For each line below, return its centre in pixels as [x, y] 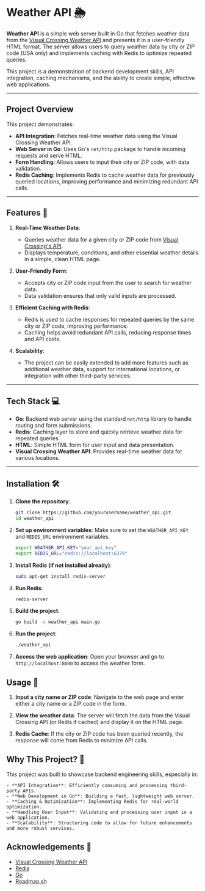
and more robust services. [41, 828]
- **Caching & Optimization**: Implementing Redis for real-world [92, 801]
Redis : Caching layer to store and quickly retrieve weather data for [99, 432]
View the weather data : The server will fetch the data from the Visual [103, 715]
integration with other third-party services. [78, 375]
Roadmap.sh [31, 881]
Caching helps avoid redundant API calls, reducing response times [108, 332]
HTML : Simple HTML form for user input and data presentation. [95, 445]
